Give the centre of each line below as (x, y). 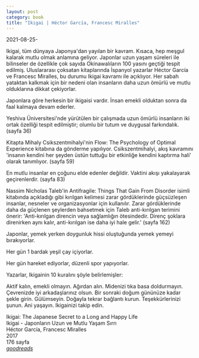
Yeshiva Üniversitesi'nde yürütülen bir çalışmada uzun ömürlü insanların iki (98, 118)
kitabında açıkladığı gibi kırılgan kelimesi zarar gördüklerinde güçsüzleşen (97, 197)
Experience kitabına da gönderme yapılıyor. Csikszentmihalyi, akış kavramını (100, 149)
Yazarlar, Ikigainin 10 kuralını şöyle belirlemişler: (65, 275)
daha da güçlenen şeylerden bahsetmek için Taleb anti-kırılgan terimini (93, 210)
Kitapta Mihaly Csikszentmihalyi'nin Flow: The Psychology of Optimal (91, 143)
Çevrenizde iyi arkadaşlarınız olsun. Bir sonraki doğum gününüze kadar (94, 293)
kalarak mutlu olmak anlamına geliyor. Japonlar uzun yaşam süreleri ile (93, 58)
